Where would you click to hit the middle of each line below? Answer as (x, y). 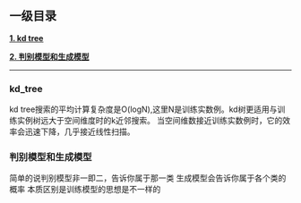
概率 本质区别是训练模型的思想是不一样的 (85, 190)
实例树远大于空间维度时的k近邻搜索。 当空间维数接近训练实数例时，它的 (150, 121)
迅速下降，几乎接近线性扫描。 (80, 131)
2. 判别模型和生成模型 (49, 56)
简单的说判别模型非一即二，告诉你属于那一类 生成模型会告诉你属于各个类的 (148, 178)
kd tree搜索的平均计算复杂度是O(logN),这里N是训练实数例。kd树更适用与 (143, 109)
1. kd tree (26, 38)
